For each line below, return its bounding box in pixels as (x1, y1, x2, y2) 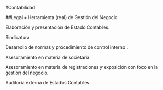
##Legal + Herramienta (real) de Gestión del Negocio (5, 14, 118, 20)
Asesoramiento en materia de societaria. (5, 54, 91, 60)
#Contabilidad (5, 5, 35, 10)
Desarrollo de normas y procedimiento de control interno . (5, 44, 128, 50)
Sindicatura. (5, 34, 31, 40)
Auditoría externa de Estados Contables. (5, 80, 91, 85)
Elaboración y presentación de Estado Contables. (5, 24, 110, 30)
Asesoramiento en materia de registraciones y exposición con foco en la (5, 64, 158, 70)
